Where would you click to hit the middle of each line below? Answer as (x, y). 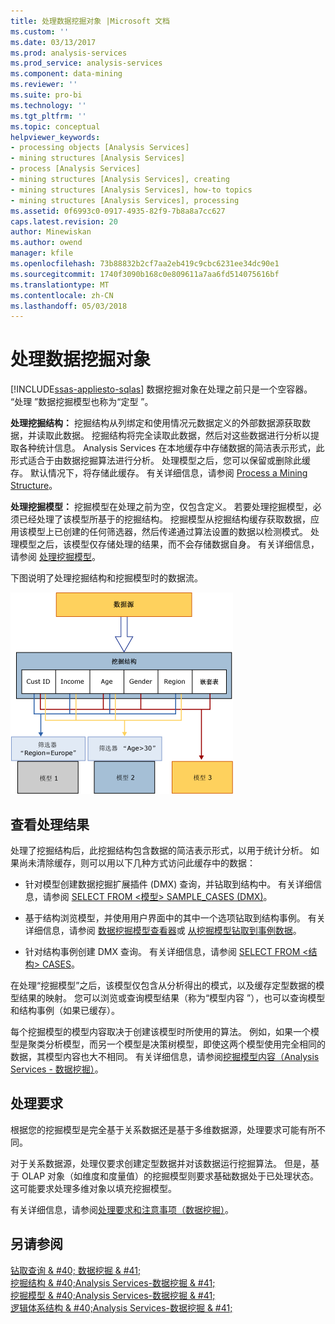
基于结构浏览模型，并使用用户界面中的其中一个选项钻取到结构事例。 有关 (175, 918)
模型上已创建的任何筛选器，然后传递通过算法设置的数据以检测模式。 (167, 532)
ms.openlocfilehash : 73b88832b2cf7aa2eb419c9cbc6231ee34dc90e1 (145, 264)
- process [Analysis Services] (75, 169)
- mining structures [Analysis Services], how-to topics (131, 190)
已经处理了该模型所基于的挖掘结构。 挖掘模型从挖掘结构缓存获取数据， (164, 519)
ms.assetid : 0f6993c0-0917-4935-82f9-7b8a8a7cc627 (118, 211)
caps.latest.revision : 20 (64, 221)
